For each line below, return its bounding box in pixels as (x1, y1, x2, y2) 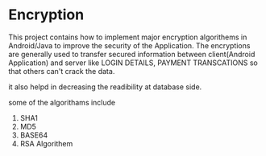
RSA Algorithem (19, 138, 73, 148)
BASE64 (19, 130, 48, 140)
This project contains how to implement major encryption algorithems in (8, 32, 247, 42)
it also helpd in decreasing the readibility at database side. (8, 82, 202, 92)
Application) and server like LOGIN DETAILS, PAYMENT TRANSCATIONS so (8, 58, 258, 68)
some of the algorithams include (8, 97, 116, 107)
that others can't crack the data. (8, 66, 115, 76)
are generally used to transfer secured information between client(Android (8, 49, 256, 59)
